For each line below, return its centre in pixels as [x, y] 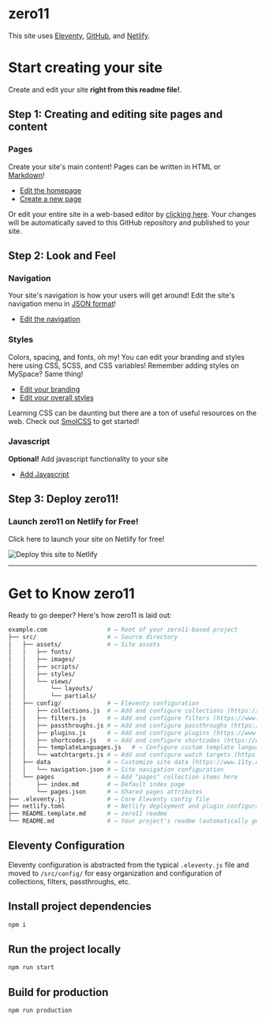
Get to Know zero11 [72, 593]
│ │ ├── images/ [42, 659]
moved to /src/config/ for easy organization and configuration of [115, 873]
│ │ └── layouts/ [50, 689]
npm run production [40, 1011]
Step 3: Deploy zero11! [63, 499]
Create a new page [50, 199]
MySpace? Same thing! [46, 373]
